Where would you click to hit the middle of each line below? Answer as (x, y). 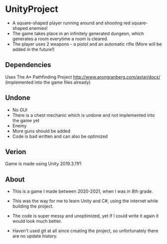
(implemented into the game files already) (48, 82)
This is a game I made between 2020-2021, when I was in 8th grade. (83, 191)
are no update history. (35, 236)
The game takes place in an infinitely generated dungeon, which (78, 33)
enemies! (39, 28)
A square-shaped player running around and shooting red (71, 23)
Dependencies (28, 65)
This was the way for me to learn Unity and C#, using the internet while (85, 201)
